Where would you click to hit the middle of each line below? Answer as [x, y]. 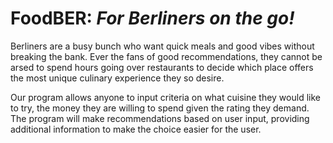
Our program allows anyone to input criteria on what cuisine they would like [165, 97]
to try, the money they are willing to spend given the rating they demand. [160, 108]
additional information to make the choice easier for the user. [136, 129]
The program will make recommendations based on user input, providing [160, 118]
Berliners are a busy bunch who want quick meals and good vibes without [162, 46]
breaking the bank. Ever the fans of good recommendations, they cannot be [166, 56]
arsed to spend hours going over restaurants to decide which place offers [162, 67]
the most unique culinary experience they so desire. [117, 78]
